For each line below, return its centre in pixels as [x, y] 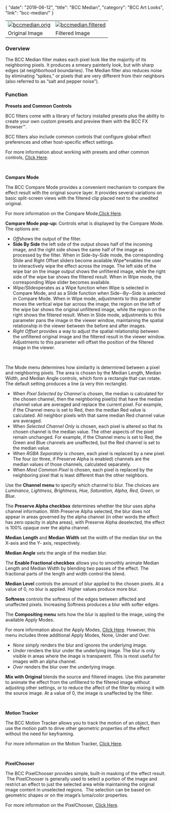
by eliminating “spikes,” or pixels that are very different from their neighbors [85, 76]
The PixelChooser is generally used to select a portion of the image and [82, 779]
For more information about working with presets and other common [77, 152]
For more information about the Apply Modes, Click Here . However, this [80, 630]
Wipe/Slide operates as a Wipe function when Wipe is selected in [81, 287]
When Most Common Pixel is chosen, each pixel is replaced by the [83, 469]
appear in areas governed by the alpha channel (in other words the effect [82, 517]
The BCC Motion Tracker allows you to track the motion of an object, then [83, 723]
